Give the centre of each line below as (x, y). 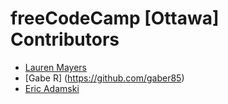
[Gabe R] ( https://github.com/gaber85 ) (104, 78)
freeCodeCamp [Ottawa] (115, 18)
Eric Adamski (52, 88)
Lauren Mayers (55, 67)
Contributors (65, 39)
